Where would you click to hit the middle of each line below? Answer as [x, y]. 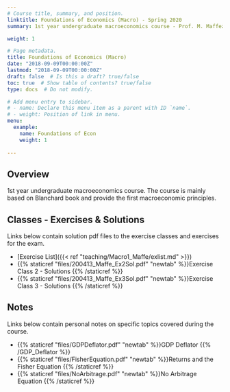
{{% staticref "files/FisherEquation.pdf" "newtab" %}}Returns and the [115, 359]
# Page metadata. [32, 51]
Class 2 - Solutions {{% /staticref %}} [70, 271]
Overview [28, 174]
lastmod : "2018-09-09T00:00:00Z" [55, 70]
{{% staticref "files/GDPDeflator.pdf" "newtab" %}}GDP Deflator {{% [114, 345]
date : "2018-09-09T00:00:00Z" [50, 64]
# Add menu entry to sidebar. [50, 102]
